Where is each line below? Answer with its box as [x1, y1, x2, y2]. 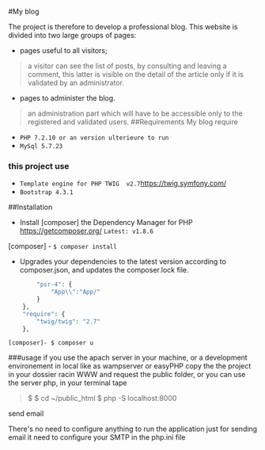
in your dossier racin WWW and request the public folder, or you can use [8, 370, 246, 379]
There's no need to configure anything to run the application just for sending [8, 424, 258, 434]
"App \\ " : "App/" [50, 288, 101, 296]
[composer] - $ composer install [8, 242, 117, 251]
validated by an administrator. [27, 78, 125, 87]
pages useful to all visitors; [19, 46, 108, 55]
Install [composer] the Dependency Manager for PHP [19, 218, 193, 227]
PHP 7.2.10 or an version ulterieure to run [19, 134, 169, 142]
